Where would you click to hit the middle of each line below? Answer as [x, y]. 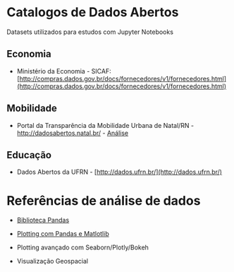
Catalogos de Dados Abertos [93, 12]
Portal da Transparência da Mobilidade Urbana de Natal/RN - [105, 125]
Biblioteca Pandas [43, 220]
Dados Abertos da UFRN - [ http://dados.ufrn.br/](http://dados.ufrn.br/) [119, 172]
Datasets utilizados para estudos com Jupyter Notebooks [90, 32]
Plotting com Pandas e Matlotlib [63, 234]
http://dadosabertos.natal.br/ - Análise [73, 133]
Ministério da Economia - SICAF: [64, 71]
